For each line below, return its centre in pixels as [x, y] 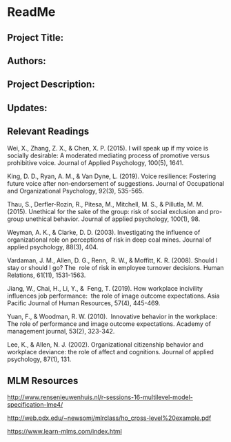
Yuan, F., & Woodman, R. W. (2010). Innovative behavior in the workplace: [112, 316]
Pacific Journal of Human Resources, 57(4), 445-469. [84, 303]
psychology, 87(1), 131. [39, 359]
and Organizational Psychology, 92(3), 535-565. [76, 191]
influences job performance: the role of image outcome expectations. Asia [113, 296]
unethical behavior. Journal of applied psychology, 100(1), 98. [113, 219]
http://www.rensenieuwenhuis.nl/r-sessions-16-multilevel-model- [100, 397]
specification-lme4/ [35, 405]
